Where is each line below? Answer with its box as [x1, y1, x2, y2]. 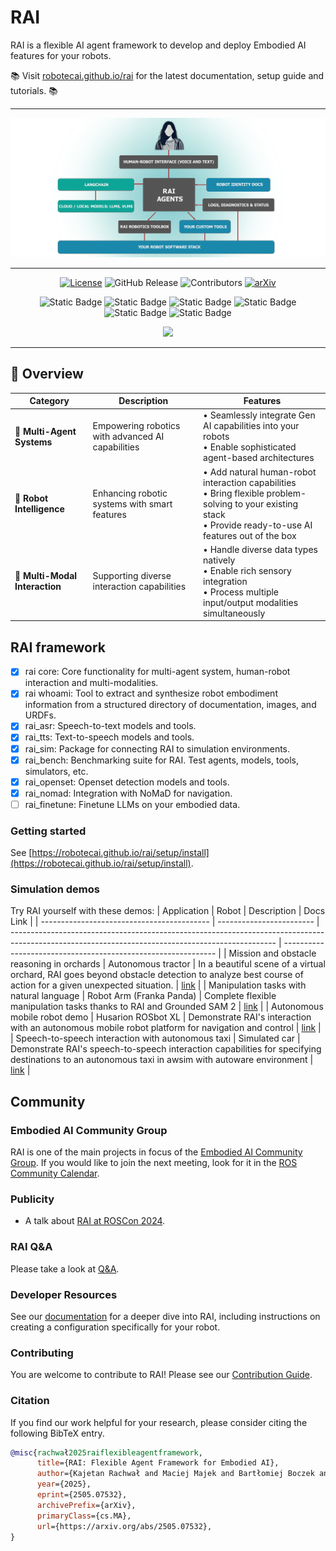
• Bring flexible [203, 487, 265, 499]
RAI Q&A [10, 1240, 53, 1254]
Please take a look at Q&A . [10, 1262, 120, 1275]
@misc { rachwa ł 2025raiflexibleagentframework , [10, 1447, 203, 1458]
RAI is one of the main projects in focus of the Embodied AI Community [10, 1146, 303, 1158]
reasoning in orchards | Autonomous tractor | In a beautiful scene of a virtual [10, 958, 326, 970]
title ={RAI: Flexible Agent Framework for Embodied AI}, [36, 1458, 280, 1468]
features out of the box [203, 529, 297, 541]
